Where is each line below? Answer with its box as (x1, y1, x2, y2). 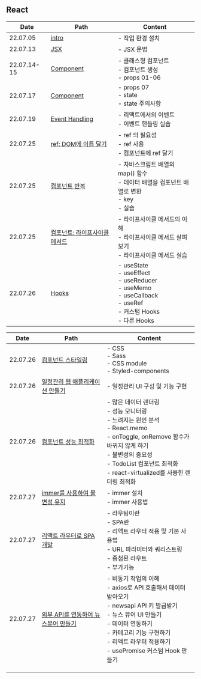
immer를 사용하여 (41, 489, 89, 497)
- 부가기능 (106, 563, 135, 571)
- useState (117, 261, 148, 269)
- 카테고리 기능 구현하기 (106, 628, 171, 636)
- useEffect (117, 269, 151, 277)
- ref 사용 (117, 139, 145, 148)
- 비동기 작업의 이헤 (106, 574, 160, 582)
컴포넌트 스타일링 (41, 356, 88, 364)
